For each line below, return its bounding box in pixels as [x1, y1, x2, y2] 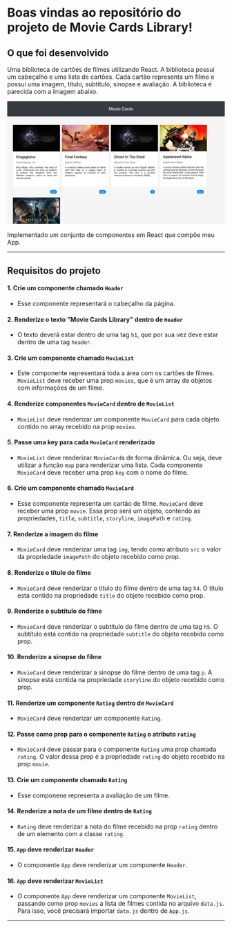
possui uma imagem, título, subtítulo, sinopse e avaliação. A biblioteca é [7, 80, 212, 88]
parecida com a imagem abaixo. [7, 88, 98, 95]
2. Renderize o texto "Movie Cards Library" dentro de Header [7, 315, 183, 323]
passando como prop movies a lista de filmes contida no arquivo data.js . [17, 900, 224, 908]
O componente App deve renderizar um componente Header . [17, 860, 188, 869]
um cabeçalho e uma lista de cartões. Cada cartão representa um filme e [7, 73, 215, 81]
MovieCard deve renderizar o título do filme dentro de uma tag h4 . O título [17, 584, 224, 592]
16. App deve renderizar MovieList [7, 876, 104, 885]
